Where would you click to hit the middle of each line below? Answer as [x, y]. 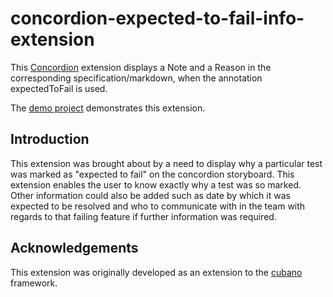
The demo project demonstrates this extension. [108, 108]
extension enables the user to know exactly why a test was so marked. [156, 184]
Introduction [50, 139]
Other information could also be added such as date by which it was [150, 195]
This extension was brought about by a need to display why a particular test [166, 163]
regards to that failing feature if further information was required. [143, 216]
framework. [34, 283]
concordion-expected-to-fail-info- [157, 18]
